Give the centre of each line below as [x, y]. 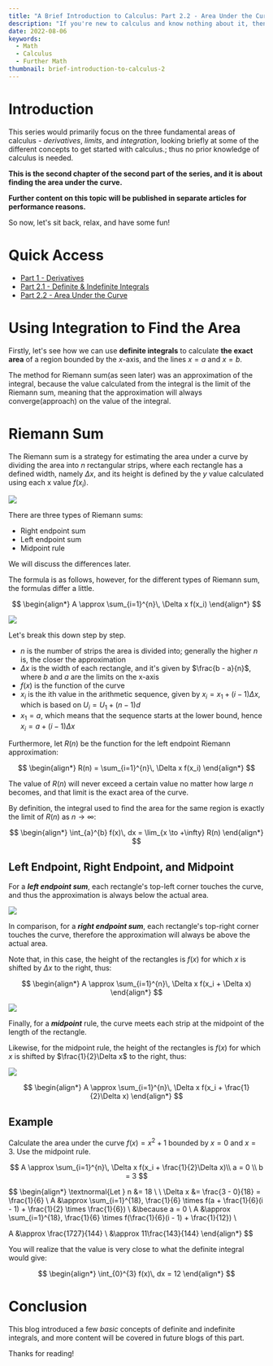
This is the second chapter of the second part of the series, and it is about [136, 173]
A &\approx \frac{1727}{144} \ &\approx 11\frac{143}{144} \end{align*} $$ [131, 1233]
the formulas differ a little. [52, 589]
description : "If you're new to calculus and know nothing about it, [129, 24]
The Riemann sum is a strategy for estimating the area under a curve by [128, 456]
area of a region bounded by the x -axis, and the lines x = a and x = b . [125, 359]
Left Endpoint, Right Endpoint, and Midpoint [121, 867]
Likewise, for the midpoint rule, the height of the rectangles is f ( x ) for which [135, 1048]
